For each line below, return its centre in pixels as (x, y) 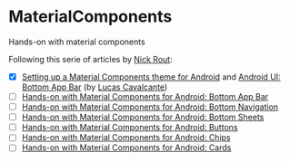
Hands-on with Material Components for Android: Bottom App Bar (145, 96)
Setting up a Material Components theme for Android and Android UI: (151, 76)
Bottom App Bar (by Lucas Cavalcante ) (95, 87)
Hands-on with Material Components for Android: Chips (126, 138)
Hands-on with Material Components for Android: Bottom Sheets (143, 117)
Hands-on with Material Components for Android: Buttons (130, 128)
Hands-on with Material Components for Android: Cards (126, 148)
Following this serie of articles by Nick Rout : (91, 59)
